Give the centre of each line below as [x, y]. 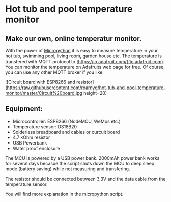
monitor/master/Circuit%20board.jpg [44, 93]
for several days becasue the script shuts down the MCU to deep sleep [80, 163]
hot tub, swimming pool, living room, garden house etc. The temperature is [83, 56]
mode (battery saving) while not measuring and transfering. [68, 169]
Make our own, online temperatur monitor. [74, 38]
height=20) [95, 93]
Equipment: [24, 109]
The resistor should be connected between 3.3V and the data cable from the [85, 179]
